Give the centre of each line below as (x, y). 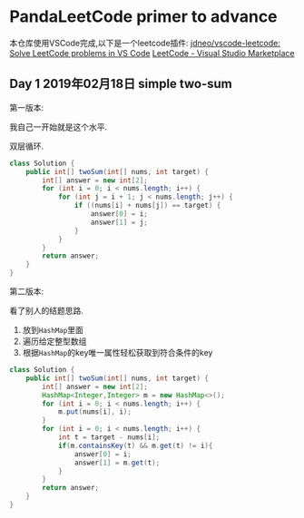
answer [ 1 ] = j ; (119, 222)
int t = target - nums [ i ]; (109, 437)
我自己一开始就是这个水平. (59, 127)
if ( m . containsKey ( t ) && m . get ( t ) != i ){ (135, 445)
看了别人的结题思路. (47, 311)
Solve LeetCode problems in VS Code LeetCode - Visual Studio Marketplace (152, 53)
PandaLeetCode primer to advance (144, 17)
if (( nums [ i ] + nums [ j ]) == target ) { (147, 206)
